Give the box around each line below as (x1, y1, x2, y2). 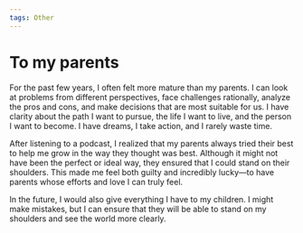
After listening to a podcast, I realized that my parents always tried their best (9, 137, 294, 149)
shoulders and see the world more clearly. (9, 213, 166, 224)
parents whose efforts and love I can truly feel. (9, 176, 184, 187)
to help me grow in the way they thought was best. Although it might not (9, 147, 279, 158)
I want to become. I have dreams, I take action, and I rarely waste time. (9, 120, 273, 131)
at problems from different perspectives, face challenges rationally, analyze (9, 91, 291, 102)
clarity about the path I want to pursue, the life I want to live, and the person (9, 110, 292, 122)
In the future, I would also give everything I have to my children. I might (9, 193, 274, 204)
